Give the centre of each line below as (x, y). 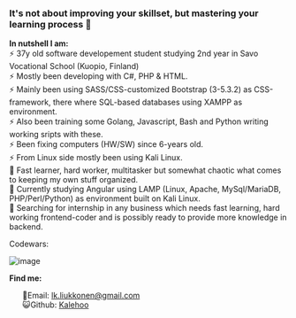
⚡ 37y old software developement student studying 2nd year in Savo (134, 54)
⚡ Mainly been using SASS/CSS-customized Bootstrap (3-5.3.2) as (131, 89)
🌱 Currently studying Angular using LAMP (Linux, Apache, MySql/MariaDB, (145, 190)
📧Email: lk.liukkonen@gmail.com (81, 296)
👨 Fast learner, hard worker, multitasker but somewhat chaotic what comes (145, 170)
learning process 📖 (50, 24)
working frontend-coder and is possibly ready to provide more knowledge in (148, 217)
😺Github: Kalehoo (55, 305)
